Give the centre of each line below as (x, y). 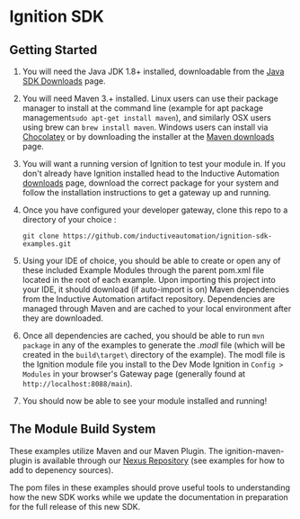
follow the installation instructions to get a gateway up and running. (146, 192)
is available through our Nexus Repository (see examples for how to (159, 460)
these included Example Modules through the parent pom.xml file (143, 270)
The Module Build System (83, 429)
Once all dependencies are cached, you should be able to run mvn (143, 336)
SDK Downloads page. (64, 81)
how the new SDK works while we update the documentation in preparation (149, 496)
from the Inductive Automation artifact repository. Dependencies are (149, 299)
